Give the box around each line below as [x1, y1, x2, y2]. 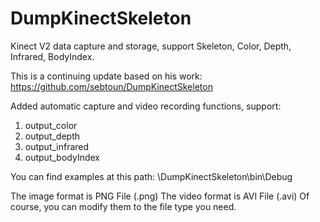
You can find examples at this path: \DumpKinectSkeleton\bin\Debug [10, 170, 293, 182]
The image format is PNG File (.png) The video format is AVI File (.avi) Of [10, 190, 310, 202]
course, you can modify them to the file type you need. [10, 200, 237, 212]
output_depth [24, 130, 81, 142]
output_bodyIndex [24, 151, 100, 163]
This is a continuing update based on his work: [10, 70, 203, 82]
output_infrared [24, 140, 90, 152]
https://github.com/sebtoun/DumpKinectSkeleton [10, 80, 213, 92]
